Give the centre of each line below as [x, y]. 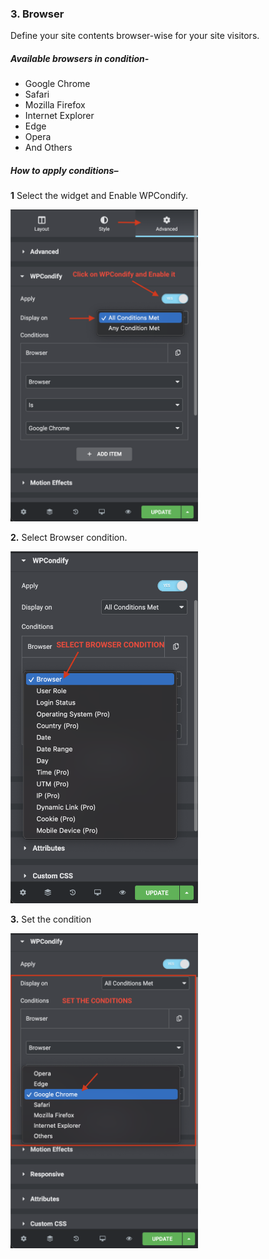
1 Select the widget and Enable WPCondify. [99, 196]
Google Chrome [57, 84]
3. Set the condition [51, 919]
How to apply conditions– [64, 170]
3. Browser [37, 14]
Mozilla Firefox [55, 105]
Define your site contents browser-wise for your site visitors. [135, 36]
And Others [48, 148]
